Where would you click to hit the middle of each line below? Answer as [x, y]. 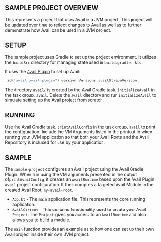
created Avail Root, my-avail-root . [39, 190]
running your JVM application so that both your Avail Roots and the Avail [77, 137]
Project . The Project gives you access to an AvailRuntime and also [79, 215]
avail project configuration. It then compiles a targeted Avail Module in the [79, 185]
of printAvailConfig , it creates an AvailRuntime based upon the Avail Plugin [80, 179]
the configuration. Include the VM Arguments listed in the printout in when [79, 132]
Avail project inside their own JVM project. [47, 234]
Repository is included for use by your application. [55, 142]
